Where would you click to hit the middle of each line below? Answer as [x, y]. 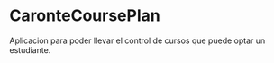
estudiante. [30, 49]
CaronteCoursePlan [85, 16]
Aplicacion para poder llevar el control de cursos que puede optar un [137, 40]
